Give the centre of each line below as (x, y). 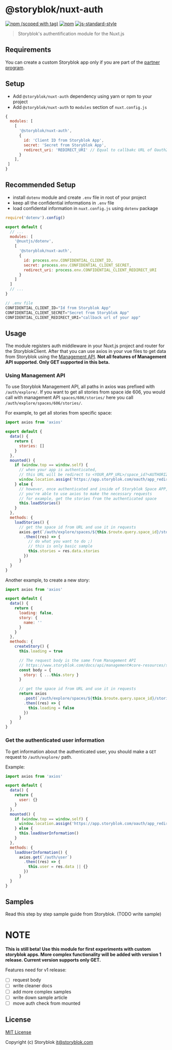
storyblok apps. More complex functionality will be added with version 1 (83, 954)
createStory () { (32, 646)
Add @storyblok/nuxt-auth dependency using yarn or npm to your (82, 96)
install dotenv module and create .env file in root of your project (80, 197)
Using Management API (35, 376)
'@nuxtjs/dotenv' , (34, 241)
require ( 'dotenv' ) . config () (35, 218)
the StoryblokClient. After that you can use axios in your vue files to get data (86, 351)
